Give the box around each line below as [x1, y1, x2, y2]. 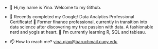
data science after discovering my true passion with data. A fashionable [9, 24, 154, 30]
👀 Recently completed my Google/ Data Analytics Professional [9, 14, 135, 19]
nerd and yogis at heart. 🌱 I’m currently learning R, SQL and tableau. [9, 29, 146, 35]
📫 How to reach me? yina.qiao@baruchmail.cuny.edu [9, 39, 118, 44]
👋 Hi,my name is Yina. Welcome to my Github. [9, 5, 102, 10]
